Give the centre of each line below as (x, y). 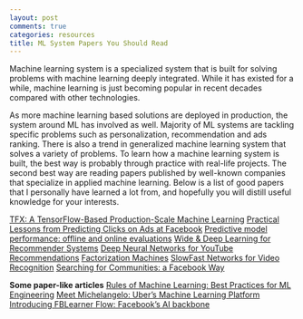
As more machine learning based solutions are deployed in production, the (149, 115)
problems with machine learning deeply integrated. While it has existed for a (151, 79)
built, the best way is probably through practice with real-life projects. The (148, 163)
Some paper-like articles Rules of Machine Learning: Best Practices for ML (151, 285)
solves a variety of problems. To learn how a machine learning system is (144, 154)
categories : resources (52, 34)
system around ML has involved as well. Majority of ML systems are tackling (152, 125)
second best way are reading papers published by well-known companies (147, 173)
